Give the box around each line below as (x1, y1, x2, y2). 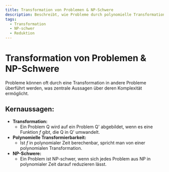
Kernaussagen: (5, 105, 54, 114)
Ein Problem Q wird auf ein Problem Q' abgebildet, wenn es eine (20, 124, 153, 130)
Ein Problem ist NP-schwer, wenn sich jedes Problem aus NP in (20, 155, 151, 161)
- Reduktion (10, 31, 35, 36)
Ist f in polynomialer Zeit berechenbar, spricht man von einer (20, 139, 146, 146)
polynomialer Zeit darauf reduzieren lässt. (20, 161, 107, 167)
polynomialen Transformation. (20, 145, 82, 151)
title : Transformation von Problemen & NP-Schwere (5, 7, 114, 13)
